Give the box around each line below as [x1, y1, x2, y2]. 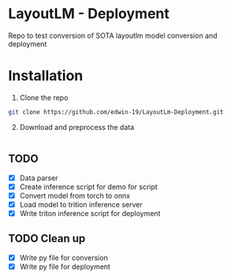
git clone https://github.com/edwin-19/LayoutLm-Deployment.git [8, 108, 224, 116]
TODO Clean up [8, 232, 86, 245]
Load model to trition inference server [19, 199, 143, 209]
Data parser [19, 173, 58, 182]
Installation [8, 67, 84, 85]
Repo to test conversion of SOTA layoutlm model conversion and [8, 31, 218, 40]
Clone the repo [19, 92, 69, 102]
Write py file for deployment [19, 262, 110, 271]
